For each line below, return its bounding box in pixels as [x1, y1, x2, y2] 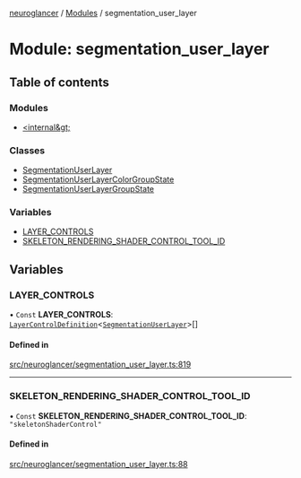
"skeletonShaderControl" [9, 420, 102, 429]
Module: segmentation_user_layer [9, 39, 270, 59]
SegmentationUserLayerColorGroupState [21, 174, 175, 185]
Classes [9, 143, 46, 156]
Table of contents [9, 74, 109, 90]
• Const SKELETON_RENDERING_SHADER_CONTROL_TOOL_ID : [9, 410, 247, 421]
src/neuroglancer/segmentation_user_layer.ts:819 [9, 359, 192, 370]
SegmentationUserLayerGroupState [21, 184, 155, 195]
